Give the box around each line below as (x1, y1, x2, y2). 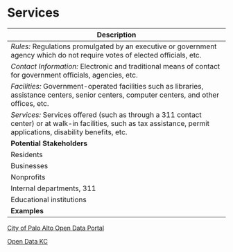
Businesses (10, 161, 49, 170)
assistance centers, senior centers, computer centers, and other (10, 90, 220, 100)
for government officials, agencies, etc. (10, 70, 138, 80)
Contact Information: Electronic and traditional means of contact (10, 61, 221, 71)
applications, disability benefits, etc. (10, 127, 128, 136)
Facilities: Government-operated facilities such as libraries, (10, 81, 204, 91)
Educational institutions (10, 195, 87, 204)
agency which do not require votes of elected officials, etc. (10, 50, 202, 60)
